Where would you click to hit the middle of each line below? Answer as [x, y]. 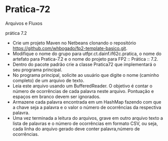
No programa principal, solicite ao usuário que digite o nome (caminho [86, 75]
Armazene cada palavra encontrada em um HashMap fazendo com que [87, 102]
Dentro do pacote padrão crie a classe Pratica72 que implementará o [84, 64]
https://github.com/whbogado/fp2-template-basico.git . [70, 48]
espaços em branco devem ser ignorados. [57, 97]
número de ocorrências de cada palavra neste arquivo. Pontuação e [83, 91]
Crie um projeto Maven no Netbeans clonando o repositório [74, 43]
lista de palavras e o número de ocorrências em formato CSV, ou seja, [85, 123]
